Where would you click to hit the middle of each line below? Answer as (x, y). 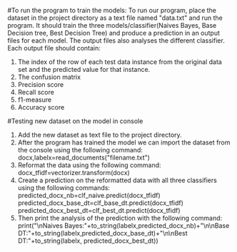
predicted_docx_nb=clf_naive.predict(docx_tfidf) (89, 195)
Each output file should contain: (54, 48)
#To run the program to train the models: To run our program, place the (112, 10)
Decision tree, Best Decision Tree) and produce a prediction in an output (114, 33)
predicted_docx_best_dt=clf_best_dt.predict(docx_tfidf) (99, 210)
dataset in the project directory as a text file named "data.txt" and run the (115, 18)
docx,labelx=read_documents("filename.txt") (84, 157)
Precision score (41, 84)
